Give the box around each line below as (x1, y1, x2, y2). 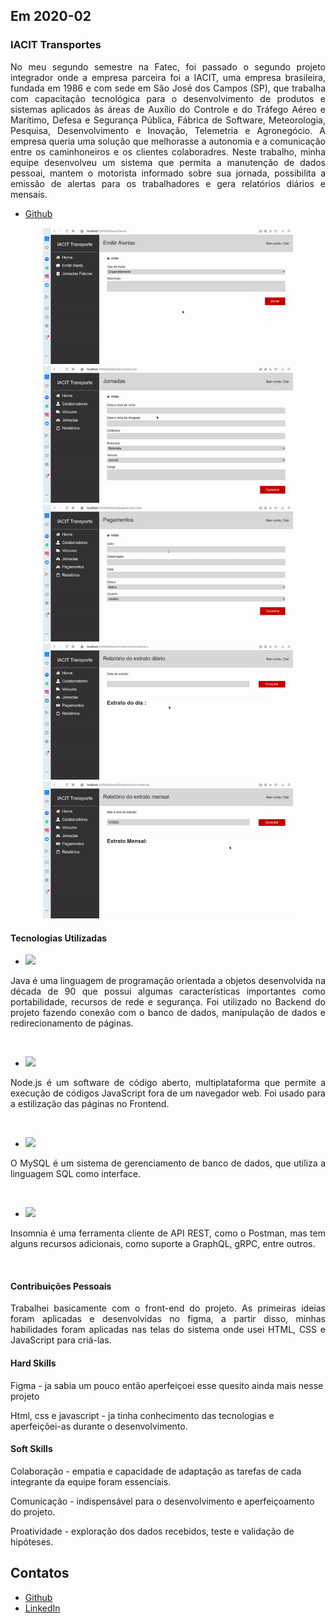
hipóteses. (10, 1535, 54, 1548)
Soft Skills (10, 1443, 53, 1455)
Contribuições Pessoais (10, 1280, 112, 1292)
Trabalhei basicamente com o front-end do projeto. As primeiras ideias (10, 1302, 326, 1314)
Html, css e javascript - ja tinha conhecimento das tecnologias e (10, 1409, 275, 1421)
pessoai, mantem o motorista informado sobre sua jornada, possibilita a (10, 167, 326, 179)
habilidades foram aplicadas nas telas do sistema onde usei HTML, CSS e (10, 1324, 326, 1336)
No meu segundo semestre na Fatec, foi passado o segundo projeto (10, 60, 326, 73)
